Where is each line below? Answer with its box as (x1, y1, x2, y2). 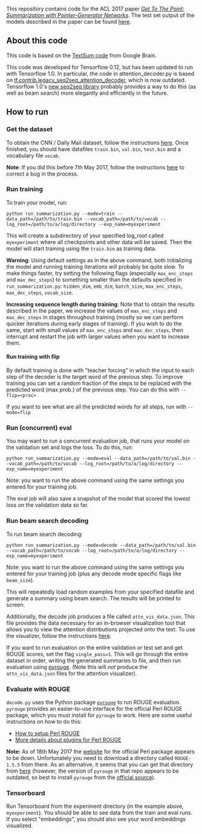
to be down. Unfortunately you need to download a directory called (6, 754, 174, 761)
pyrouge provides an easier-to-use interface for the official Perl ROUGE (6, 705, 183, 712)
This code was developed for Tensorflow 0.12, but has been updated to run (6, 63, 194, 70)
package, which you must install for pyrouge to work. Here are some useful (6, 711, 192, 719)
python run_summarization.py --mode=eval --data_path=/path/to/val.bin (6, 455, 191, 462)
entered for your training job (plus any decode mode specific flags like (6, 570, 181, 577)
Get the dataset (6, 125, 53, 134)
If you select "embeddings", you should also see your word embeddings (6, 816, 186, 823)
